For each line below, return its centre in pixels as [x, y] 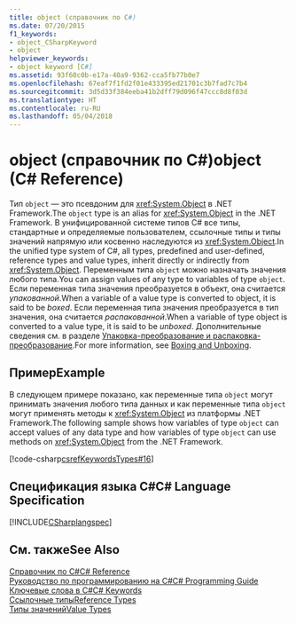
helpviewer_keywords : [49, 59]
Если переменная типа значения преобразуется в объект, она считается [148, 288]
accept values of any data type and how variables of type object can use [143, 432]
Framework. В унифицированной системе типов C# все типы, [125, 223]
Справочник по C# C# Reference [70, 571]
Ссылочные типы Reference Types [73, 599]
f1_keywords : [33, 34]
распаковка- [237, 336]
